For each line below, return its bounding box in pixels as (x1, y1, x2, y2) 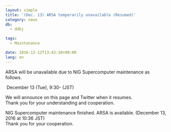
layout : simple (5, 7, 38, 13)
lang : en (5, 54, 24, 60)
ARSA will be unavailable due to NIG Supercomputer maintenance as (5, 69, 150, 75)
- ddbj (10, 27, 24, 32)
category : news (5, 17, 38, 22)
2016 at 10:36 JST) (5, 115, 45, 121)
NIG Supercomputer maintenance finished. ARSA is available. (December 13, (5, 109, 166, 116)
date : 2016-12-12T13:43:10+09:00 (5, 50, 77, 55)
